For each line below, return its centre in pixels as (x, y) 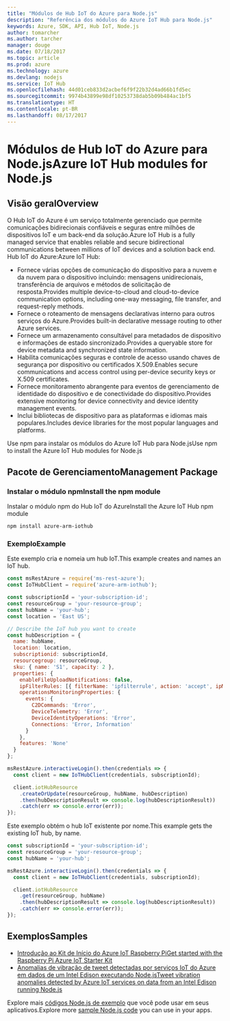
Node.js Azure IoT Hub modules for (107, 163)
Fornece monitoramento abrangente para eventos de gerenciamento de (118, 386)
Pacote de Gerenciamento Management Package (112, 472)
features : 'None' (44, 743)
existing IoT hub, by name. (44, 833)
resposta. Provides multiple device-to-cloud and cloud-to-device (108, 291)
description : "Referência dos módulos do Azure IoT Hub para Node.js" (110, 20)
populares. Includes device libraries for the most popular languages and (118, 423)
